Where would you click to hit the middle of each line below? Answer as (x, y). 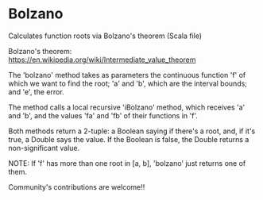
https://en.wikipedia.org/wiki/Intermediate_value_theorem (102, 60)
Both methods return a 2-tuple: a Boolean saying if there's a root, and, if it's (132, 131)
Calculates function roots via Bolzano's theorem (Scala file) (105, 36)
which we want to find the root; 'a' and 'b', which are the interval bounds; (128, 83)
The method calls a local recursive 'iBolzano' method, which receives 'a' (127, 107)
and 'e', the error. (37, 91)
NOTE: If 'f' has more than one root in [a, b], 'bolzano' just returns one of (127, 163)
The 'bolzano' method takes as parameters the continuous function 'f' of (127, 75)
